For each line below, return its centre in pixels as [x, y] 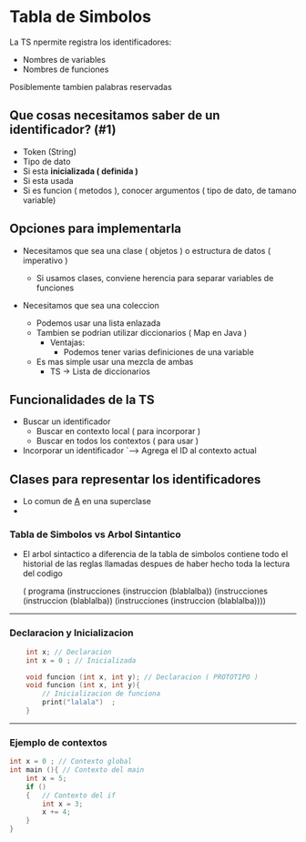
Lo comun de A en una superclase [87, 502]
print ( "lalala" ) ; [79, 703]
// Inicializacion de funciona [102, 694]
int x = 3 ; [63, 804]
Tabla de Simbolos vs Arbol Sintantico [95, 534]
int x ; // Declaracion [69, 652]
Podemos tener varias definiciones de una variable [159, 351]
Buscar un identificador [66, 421]
